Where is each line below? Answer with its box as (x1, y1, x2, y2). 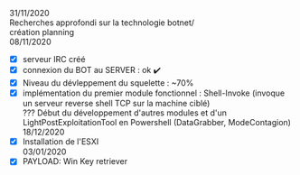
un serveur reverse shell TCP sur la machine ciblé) (22, 98, 211, 109)
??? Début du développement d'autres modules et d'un (22, 107, 228, 118)
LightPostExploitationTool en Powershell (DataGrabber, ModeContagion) (22, 117, 292, 128)
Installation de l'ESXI (22, 136, 99, 147)
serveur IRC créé (22, 54, 86, 64)
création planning (9, 27, 75, 37)
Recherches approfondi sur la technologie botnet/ (9, 17, 195, 28)
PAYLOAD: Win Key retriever (22, 156, 128, 167)
